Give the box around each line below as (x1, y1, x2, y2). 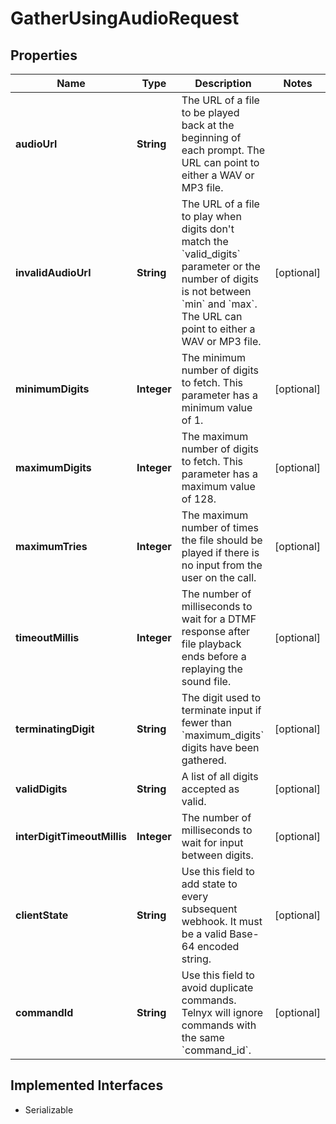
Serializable (24, 1103, 74, 1116)
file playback (181, 637, 242, 651)
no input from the (181, 558, 263, 572)
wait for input (181, 836, 244, 849)
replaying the (181, 662, 243, 676)
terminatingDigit (15, 722, 95, 736)
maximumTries (15, 540, 88, 553)
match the (181, 235, 229, 248)
